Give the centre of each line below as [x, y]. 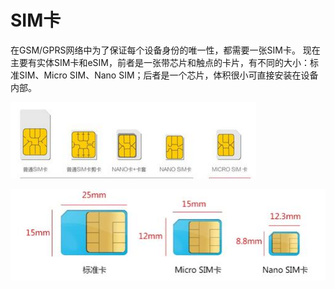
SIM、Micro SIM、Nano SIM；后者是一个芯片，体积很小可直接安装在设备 [168, 75]
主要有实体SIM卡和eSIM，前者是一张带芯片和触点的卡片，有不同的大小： [160, 62]
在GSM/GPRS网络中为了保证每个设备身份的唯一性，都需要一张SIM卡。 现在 [165, 50]
